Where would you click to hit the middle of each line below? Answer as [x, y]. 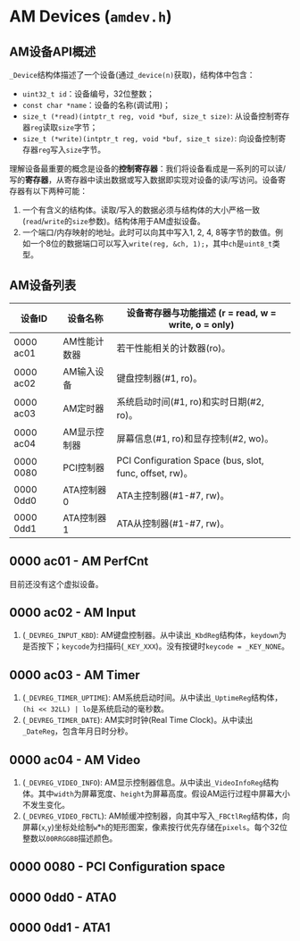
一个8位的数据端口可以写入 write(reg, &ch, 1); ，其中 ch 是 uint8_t [151, 244]
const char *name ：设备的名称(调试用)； [96, 105]
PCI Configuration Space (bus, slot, [190, 460]
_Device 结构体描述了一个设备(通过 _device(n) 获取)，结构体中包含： [132, 75]
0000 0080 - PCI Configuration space [117, 867]
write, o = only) [201, 324]
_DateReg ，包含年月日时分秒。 [78, 731]
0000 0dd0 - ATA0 [63, 897]
